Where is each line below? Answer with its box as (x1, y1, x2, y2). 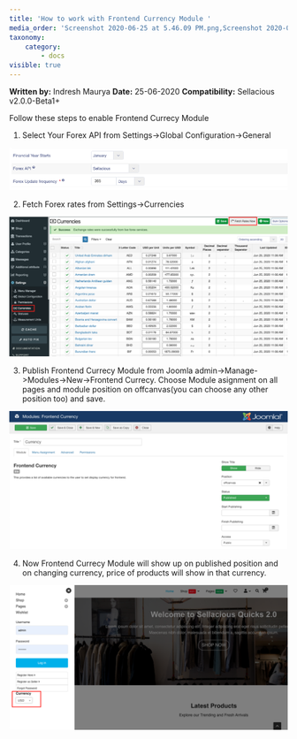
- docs (41, 51, 65, 61)
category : (25, 42, 62, 51)
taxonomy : (9, 33, 46, 42)
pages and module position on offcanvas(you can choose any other (21, 385, 269, 395)
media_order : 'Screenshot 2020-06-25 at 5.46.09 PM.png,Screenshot (9, 23, 263, 33)
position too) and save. (21, 393, 106, 404)
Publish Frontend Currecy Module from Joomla (21, 365, 194, 376)
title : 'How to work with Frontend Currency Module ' (9, 14, 212, 23)
